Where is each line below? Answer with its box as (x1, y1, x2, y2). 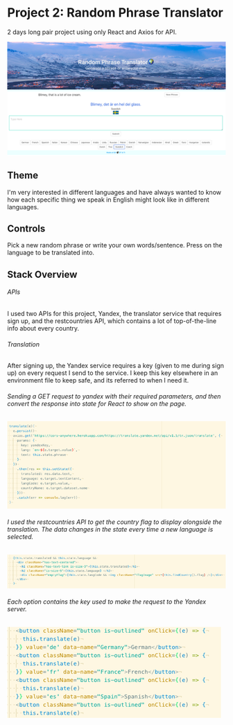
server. (7, 605, 28, 613)
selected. (7, 532, 34, 541)
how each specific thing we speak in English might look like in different (7, 195, 209, 204)
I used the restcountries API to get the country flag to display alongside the (7, 518, 223, 526)
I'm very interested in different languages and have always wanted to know (7, 188, 222, 196)
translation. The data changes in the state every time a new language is (7, 525, 214, 534)
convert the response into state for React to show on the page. (7, 399, 187, 408)
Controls (7, 222, 46, 234)
